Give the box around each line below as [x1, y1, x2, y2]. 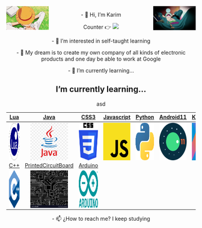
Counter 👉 [83, 23, 112, 31]
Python [135, 113, 155, 121]
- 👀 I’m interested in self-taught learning [51, 37, 151, 44]
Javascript [103, 113, 131, 121]
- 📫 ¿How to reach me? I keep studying [52, 215, 150, 222]
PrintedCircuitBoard [25, 161, 74, 169]
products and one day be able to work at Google [41, 55, 161, 62]
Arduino [78, 161, 99, 169]
